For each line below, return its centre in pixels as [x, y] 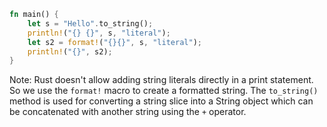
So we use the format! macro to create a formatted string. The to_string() [164, 91]
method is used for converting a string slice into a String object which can [161, 101]
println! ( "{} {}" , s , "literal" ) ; [99, 33]
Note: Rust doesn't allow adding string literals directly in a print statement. [161, 80]
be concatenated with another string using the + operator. [128, 112]
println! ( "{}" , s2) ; [70, 51]
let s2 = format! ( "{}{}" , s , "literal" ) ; [114, 42]
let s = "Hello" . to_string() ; [90, 23]
